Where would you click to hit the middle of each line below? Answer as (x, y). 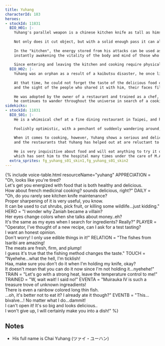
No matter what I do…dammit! (55, 300)
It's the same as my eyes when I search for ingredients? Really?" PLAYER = (81, 221)
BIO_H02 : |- (22, 69)
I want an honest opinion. (31, 232)
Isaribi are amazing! (25, 243)
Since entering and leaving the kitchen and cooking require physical (88, 64)
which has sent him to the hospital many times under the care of (83, 156)
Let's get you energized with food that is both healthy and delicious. (74, 185)
